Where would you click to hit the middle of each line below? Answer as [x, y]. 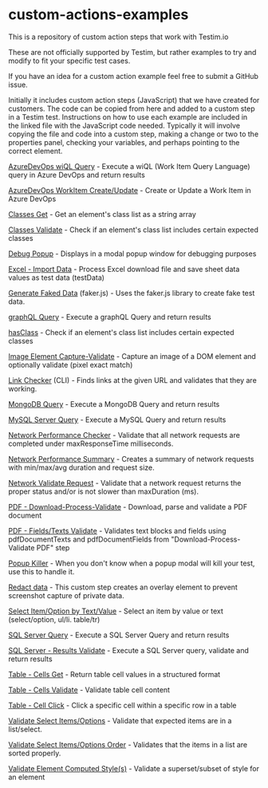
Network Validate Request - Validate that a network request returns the [125, 483]
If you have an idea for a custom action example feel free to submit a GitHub [134, 76]
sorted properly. [35, 753]
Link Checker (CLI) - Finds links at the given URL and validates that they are [132, 380]
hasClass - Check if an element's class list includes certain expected [121, 332]
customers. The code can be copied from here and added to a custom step [132, 108]
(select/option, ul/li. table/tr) [54, 619]
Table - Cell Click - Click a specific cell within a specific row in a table [122, 705]
